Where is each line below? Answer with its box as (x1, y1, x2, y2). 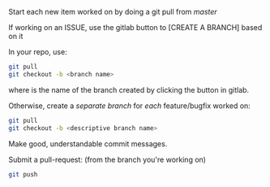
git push (8, 170, 38, 178)
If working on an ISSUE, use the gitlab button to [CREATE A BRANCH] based (8, 23, 263, 32)
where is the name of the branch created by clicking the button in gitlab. (8, 85, 250, 94)
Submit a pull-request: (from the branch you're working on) (8, 154, 207, 164)
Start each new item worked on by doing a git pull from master (8, 7, 217, 16)
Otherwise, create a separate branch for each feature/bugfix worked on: (8, 101, 251, 111)
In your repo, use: (8, 47, 67, 56)
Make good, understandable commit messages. (8, 138, 168, 149)
